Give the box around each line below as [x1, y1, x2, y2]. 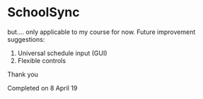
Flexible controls [17, 56, 66, 64]
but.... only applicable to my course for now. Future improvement [7, 28, 196, 36]
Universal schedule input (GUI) [17, 49, 108, 57]
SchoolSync [7, 4, 80, 21]
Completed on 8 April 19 [7, 83, 78, 92]
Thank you [7, 70, 39, 78]
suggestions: [7, 35, 45, 43]
